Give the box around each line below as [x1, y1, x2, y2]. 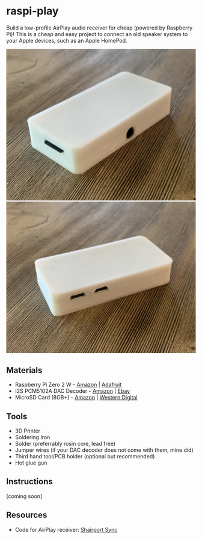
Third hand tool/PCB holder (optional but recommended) [14, 453, 155, 460]
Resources [6, 510, 47, 520]
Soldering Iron [14, 434, 50, 441]
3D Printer [14, 427, 41, 434]
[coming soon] [6, 492, 43, 500]
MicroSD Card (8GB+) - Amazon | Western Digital [14, 394, 138, 401]
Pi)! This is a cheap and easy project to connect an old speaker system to [6, 30, 188, 37]
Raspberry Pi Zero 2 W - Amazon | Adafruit [14, 381, 122, 389]
